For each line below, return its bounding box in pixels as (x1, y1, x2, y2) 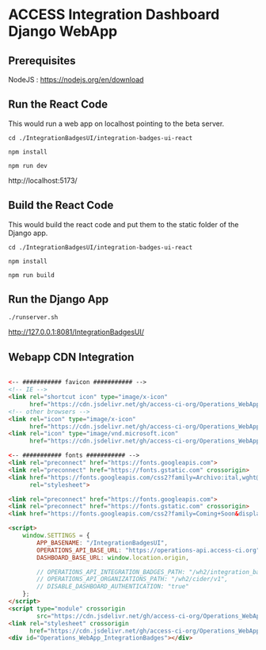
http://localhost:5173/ (8, 176, 78, 185)
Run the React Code (8, 97, 108, 112)
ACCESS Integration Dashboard (8, 6, 220, 24)
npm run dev (8, 162, 47, 169)
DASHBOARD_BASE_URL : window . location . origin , (36, 553, 190, 561)
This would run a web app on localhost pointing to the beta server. (8, 119, 225, 128)
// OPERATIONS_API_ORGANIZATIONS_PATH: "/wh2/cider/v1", (36, 576, 228, 583)
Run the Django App (8, 293, 109, 306)
